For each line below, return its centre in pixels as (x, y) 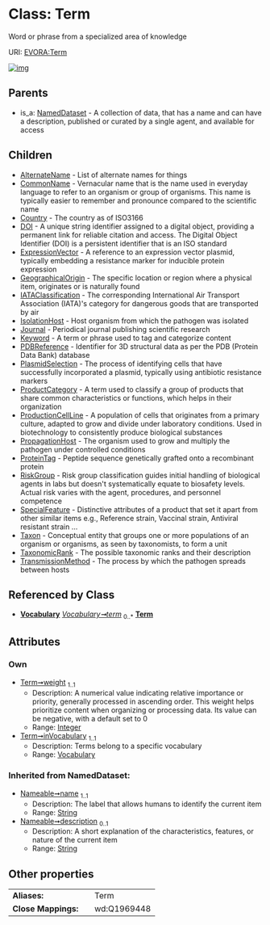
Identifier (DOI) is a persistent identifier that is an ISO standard (123, 243)
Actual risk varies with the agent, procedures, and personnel (120, 492)
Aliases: (28, 896)
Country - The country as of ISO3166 (81, 217)
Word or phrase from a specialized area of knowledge (98, 36)
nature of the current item (75, 840)
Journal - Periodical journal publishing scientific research (115, 329)
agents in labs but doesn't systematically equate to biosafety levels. (133, 484)
